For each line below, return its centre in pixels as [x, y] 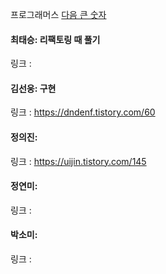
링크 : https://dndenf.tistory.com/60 [83, 112]
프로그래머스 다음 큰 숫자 [58, 14]
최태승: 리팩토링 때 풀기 [55, 39]
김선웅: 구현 [33, 88]
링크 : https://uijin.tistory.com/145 [78, 161]
